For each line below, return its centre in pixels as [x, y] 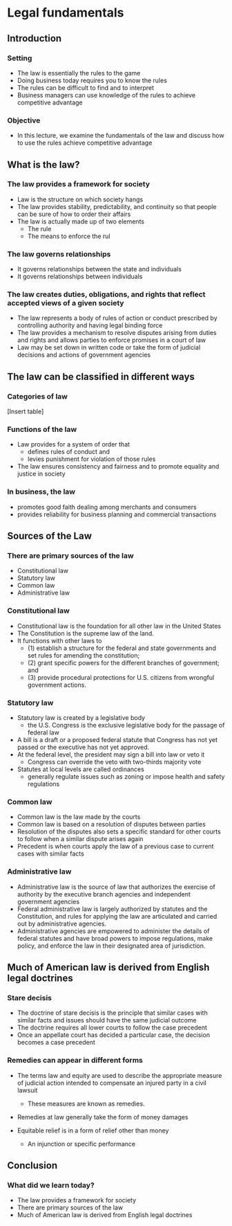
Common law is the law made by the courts [79, 817]
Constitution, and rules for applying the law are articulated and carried [117, 916]
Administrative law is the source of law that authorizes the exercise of [116, 887]
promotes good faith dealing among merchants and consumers [107, 507]
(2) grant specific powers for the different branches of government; [123, 662]
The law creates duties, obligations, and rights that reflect [106, 294]
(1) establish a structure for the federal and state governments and [122, 648]
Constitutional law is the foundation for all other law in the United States [119, 626]
